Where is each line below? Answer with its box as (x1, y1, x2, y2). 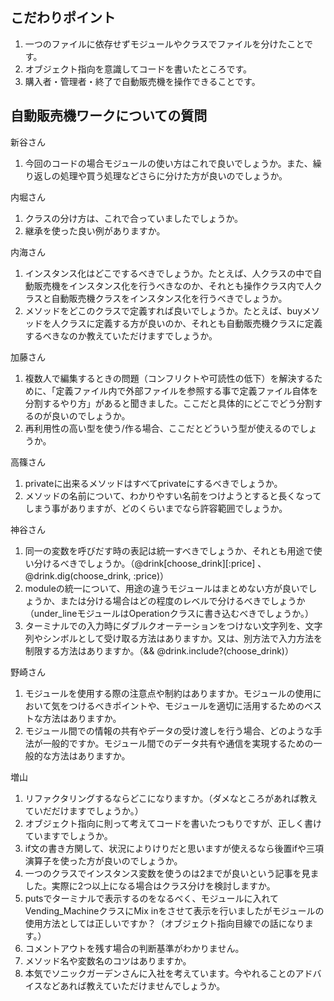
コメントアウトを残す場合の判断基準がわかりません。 (24, 942, 245, 954)
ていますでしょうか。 (24, 829, 113, 842)
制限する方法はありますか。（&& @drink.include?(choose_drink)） (24, 644, 294, 657)
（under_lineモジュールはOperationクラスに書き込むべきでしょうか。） (24, 607, 315, 619)
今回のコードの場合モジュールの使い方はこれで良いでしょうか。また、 (24, 157, 313, 169)
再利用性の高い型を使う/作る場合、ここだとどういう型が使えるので (24, 422, 300, 434)
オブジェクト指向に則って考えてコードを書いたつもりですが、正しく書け (24, 817, 323, 829)
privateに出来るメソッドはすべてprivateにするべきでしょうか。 (24, 477, 283, 489)
